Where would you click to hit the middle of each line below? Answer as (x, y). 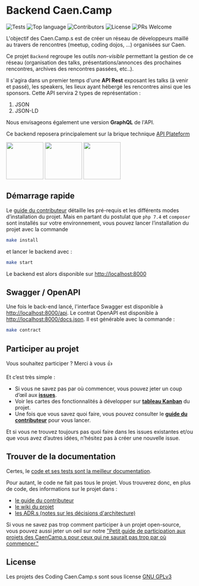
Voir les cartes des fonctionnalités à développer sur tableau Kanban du (102, 401)
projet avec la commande (37, 229)
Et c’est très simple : (31, 377)
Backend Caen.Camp (59, 10)
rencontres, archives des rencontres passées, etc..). (70, 68)
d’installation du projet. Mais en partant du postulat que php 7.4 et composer (98, 216)
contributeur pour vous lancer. (53, 420)
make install (22, 240)
